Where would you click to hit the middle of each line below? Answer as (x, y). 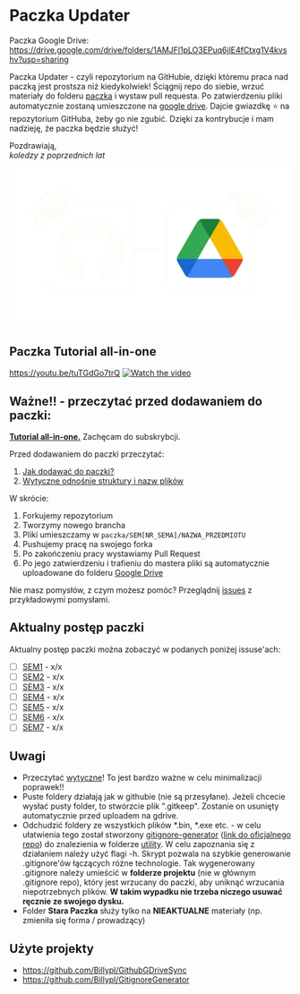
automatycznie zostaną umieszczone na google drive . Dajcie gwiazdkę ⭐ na (150, 106)
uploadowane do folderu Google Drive (93, 573)
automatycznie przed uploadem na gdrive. (100, 816)
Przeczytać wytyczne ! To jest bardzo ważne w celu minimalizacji (142, 778)
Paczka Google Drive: (49, 40)
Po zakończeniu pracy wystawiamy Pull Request (111, 554)
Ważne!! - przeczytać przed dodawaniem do (136, 401)
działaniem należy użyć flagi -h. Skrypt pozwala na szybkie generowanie (156, 854)
